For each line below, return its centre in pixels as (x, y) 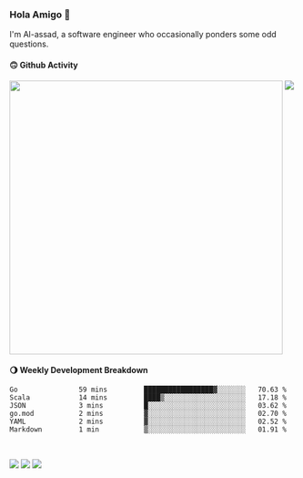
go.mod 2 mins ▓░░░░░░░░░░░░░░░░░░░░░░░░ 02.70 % (148, 413)
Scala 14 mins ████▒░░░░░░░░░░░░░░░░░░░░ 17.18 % (148, 397)
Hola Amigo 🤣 (40, 15)
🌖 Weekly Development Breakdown (79, 370)
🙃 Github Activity (44, 65)
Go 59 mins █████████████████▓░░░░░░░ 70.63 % (148, 390)
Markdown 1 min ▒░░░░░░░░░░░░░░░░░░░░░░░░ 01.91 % (148, 429)
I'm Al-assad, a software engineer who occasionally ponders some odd (143, 35)
